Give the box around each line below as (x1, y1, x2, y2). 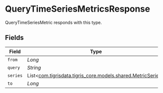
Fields (5, 34, 24, 42)
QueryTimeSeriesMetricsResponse (5, 3, 150, 15)
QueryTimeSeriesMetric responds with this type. (5, 19, 102, 25)
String (27, 64, 41, 71)
